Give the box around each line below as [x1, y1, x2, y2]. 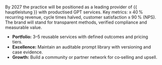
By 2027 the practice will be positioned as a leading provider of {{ [5, 4, 138, 10]
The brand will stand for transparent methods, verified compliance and [5, 19, 147, 25]
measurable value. [5, 25, 42, 30]
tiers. [12, 39, 23, 45]
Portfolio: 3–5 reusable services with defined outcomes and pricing [12, 34, 148, 39]
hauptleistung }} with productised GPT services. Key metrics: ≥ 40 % [5, 9, 143, 15]
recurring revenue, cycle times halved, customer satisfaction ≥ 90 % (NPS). [5, 14, 156, 20]
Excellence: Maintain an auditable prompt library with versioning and [12, 44, 151, 50]
